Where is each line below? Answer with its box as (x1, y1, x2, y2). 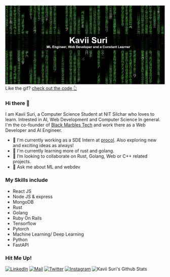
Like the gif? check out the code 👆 (5, 85, 77, 91)
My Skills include (5, 176, 48, 183)
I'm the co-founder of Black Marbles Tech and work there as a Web (5, 122, 146, 128)
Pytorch (12, 225, 29, 232)
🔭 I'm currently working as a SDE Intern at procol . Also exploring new (12, 137, 157, 143)
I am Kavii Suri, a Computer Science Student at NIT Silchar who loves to (5, 111, 155, 117)
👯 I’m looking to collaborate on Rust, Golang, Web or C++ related (12, 153, 148, 159)
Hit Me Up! (5, 254, 32, 261)
